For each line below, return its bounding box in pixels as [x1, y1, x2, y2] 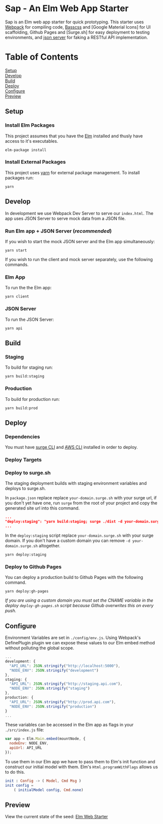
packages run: [5, 175, 34, 181]
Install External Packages [5, 159, 66, 165]
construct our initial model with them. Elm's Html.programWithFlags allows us [5, 764, 158, 770]
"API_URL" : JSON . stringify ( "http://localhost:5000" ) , [9, 663, 120, 668]
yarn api [5, 326, 23, 330]
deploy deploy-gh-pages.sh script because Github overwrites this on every [5, 603, 154, 609]
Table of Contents [5, 51, 79, 63]
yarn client [5, 294, 29, 299]
